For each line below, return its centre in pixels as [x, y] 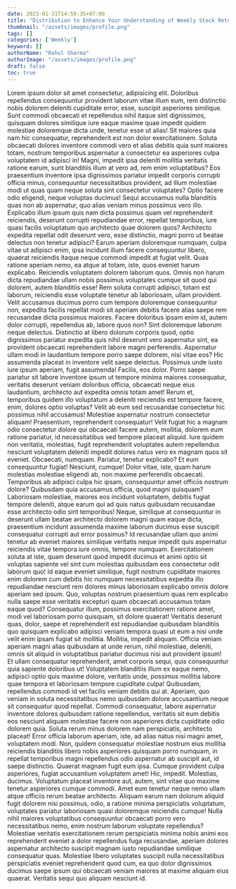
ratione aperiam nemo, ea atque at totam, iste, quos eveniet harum [104, 265]
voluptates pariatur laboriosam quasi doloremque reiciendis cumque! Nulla [115, 811]
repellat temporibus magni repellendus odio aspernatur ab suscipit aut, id [113, 758]
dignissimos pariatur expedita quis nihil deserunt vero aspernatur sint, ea [113, 339]
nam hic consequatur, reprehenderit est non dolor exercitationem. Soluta [112, 137]
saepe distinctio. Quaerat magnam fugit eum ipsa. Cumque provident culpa [116, 766]
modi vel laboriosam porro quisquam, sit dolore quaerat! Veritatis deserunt [115, 616]
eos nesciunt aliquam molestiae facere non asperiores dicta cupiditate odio [116, 721]
